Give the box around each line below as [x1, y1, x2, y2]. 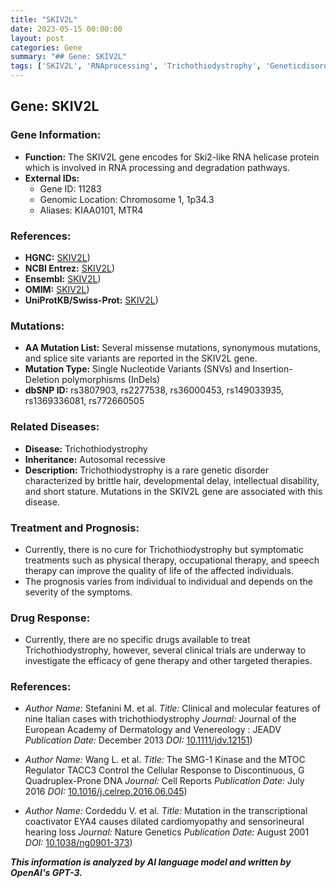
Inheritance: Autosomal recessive [24, 453, 166, 465]
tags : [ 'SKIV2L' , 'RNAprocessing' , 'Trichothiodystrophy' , [10, 61, 262, 71]
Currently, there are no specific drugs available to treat [24, 634, 251, 646]
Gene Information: [10, 128, 102, 142]
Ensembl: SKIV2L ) [24, 272, 102, 285]
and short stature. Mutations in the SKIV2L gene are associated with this [24, 485, 323, 497]
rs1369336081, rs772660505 [24, 395, 145, 407]
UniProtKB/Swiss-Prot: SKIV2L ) [24, 294, 159, 306]
